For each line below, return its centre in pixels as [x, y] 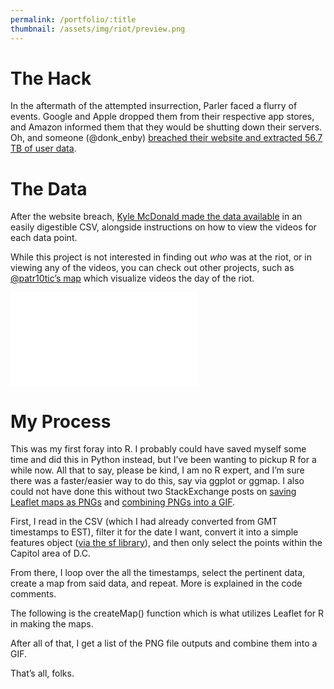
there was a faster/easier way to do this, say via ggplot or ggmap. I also [157, 481]
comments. [33, 594]
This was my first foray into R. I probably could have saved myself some [158, 449]
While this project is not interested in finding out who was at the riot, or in [161, 257]
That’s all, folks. [42, 673]
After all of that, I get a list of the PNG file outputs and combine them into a [164, 643]
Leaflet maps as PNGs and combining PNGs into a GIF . [123, 502]
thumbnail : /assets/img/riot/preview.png [98, 29]
